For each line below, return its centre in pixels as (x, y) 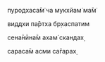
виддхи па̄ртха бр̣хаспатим (49, 24)
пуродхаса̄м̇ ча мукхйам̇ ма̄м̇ (52, 10)
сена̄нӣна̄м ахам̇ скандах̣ (46, 37)
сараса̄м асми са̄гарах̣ (42, 51)
